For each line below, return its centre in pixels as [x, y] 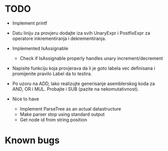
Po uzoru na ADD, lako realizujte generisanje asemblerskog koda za [83, 83]
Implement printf [30, 23]
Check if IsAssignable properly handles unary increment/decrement [91, 58]
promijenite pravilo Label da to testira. [52, 73]
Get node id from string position [54, 120]
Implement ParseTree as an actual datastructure [70, 109]
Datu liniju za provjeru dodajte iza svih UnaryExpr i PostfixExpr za [81, 33]
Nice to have [26, 99]
